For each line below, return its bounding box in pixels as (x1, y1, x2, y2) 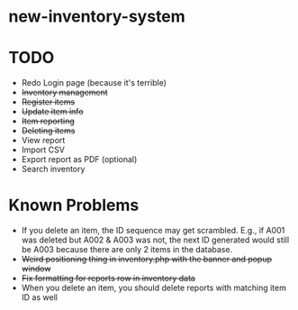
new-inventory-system (8, 6, 185, 27)
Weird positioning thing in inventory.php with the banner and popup (21, 254, 272, 265)
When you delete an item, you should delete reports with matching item (21, 282, 287, 294)
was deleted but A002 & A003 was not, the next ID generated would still (21, 234, 290, 245)
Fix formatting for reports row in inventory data (21, 273, 195, 284)
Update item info (21, 106, 84, 117)
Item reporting (21, 115, 76, 127)
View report (21, 135, 66, 146)
